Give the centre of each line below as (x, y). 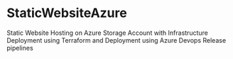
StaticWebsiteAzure (67, 13)
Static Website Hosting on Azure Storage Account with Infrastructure (108, 33)
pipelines (20, 48)
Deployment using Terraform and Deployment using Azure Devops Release (116, 40)
